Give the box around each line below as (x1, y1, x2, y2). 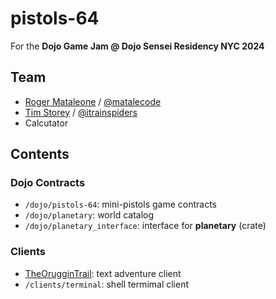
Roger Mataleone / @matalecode (24, 95, 162, 107)
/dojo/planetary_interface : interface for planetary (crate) (24, 220, 267, 232)
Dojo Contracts (10, 176, 86, 190)
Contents (10, 146, 70, 163)
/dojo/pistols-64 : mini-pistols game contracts (24, 198, 217, 211)
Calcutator (24, 117, 69, 129)
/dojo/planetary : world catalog (24, 209, 155, 221)
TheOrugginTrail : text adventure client (24, 267, 182, 279)
